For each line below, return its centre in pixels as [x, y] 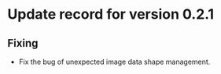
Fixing [23, 43]
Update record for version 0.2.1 [110, 14]
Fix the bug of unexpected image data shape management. [114, 62]
